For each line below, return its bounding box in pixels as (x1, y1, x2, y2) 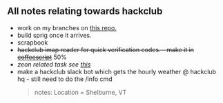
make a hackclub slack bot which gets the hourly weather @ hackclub (17, 67, 216, 76)
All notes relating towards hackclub (7, 5, 163, 17)
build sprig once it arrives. (17, 31, 92, 39)
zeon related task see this (17, 60, 91, 68)
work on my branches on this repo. (17, 23, 117, 32)
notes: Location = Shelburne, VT (34, 88, 127, 96)
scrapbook (17, 38, 48, 47)
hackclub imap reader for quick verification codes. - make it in (17, 45, 195, 54)
